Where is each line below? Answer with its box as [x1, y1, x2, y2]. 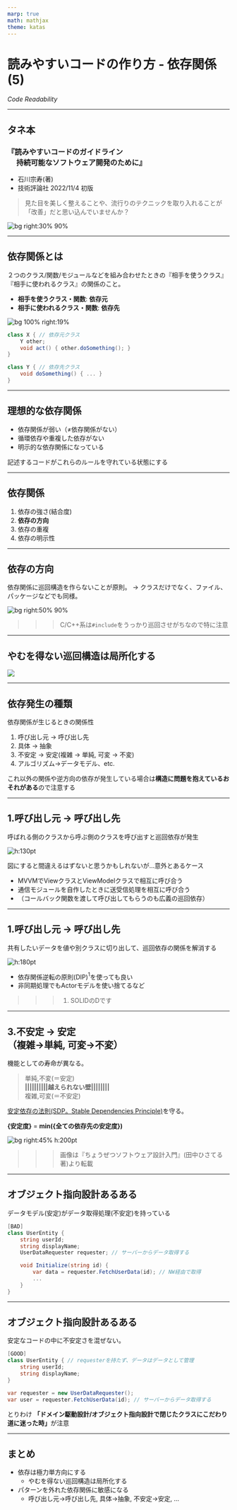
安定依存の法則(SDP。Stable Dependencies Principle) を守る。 [7, 1107, 188, 1115]
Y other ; [20, 337, 46, 345]
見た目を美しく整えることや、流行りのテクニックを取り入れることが [24, 199, 222, 207]
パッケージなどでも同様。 [7, 592, 82, 600]
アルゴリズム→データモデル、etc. [17, 760, 115, 767]
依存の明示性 [17, 533, 55, 542]
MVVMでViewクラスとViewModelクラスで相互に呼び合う [17, 876, 183, 885]
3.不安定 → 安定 [7, 1026, 76, 1038]
